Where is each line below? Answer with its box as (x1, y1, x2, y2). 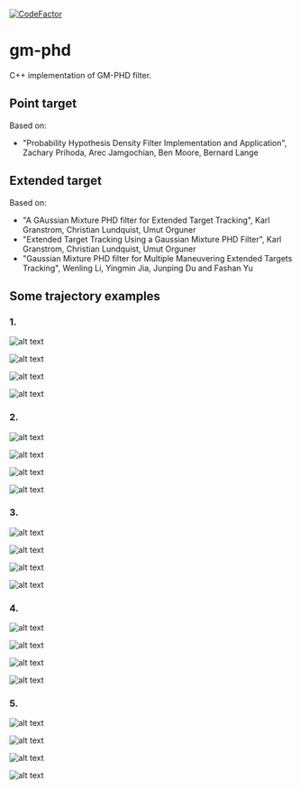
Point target (9, 96, 78, 112)
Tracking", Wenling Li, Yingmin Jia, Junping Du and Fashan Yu (22, 262, 254, 273)
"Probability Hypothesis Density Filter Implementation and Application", (22, 137, 287, 148)
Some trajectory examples (9, 289, 160, 304)
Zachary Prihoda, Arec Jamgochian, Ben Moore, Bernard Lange (22, 147, 259, 158)
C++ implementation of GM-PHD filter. (9, 69, 151, 80)
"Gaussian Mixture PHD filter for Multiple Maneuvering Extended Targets (22, 252, 293, 263)
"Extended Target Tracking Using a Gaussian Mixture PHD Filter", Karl (22, 234, 282, 244)
